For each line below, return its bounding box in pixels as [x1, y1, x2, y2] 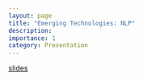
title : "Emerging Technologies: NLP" [8, 19, 136, 27]
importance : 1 [8, 34, 57, 42]
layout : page [8, 11, 53, 20]
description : [8, 26, 53, 34]
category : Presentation [8, 42, 89, 50]
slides [8, 63, 28, 73]
